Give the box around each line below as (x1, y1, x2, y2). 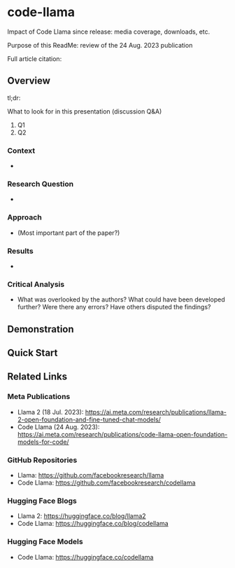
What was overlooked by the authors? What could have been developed (17, 295, 225, 304)
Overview (7, 75, 51, 87)
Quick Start (7, 347, 58, 359)
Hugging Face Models (7, 537, 83, 547)
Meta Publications (7, 392, 71, 402)
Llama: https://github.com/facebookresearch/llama (17, 471, 164, 479)
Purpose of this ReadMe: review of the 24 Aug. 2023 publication (7, 41, 193, 49)
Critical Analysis (7, 279, 65, 289)
